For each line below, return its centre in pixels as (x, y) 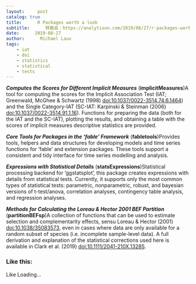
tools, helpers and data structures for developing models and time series (93, 143)
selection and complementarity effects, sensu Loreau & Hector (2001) (90, 222)
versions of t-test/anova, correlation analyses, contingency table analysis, (95, 191)
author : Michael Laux (39, 39)
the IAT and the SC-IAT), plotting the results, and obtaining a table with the (95, 119)
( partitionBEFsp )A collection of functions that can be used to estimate (91, 215)
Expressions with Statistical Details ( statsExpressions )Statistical (86, 167)
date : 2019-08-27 (34, 33)
